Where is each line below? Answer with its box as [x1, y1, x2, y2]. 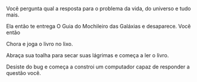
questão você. [6, 70, 42, 76]
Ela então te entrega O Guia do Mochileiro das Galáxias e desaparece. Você [6, 23, 191, 29]
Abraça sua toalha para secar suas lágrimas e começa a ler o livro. [6, 52, 169, 58]
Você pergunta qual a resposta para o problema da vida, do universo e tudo [6, 5, 191, 12]
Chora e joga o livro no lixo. [6, 41, 73, 47]
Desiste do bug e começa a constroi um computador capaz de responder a [6, 63, 190, 70]
